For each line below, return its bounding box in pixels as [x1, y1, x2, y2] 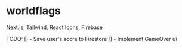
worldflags [6, 4, 61, 18]
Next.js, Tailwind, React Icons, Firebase [6, 24, 103, 31]
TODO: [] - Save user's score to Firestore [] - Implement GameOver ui [6, 35, 177, 42]
